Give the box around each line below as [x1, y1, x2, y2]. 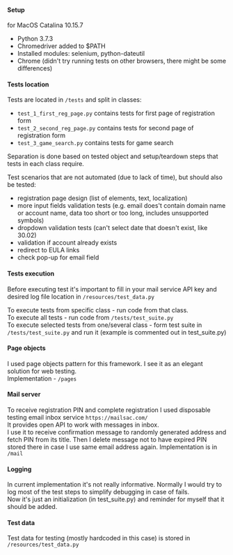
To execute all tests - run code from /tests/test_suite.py [7, 313, 174, 321]
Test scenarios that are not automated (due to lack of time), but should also [7, 173, 223, 181]
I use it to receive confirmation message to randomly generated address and [7, 428, 227, 436]
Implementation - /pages [7, 374, 77, 383]
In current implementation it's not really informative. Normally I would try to [7, 480, 223, 489]
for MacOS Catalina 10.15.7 [7, 21, 83, 29]
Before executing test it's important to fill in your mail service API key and [7, 284, 217, 293]
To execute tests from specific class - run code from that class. [7, 305, 189, 314]
